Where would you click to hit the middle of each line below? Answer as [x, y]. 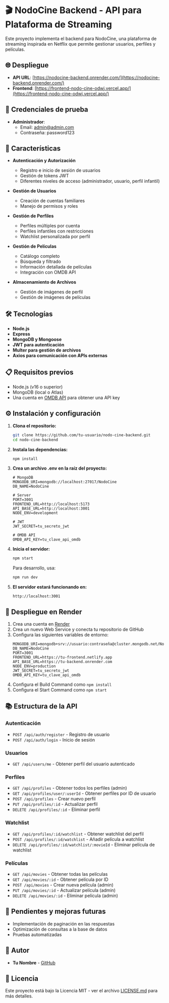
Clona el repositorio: [34, 426]
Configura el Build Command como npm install [62, 684]
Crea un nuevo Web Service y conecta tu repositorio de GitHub [78, 629]
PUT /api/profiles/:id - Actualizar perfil [55, 804]
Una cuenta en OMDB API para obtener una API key [66, 398]
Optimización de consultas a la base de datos [60, 929]
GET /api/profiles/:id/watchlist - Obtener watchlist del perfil [78, 834]
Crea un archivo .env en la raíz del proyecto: [60, 468]
